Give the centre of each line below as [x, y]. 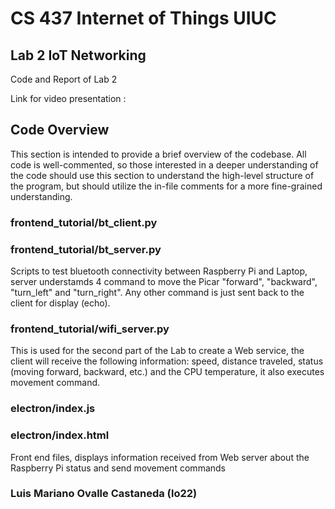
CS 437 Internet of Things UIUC [143, 18]
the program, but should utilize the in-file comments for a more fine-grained [166, 186]
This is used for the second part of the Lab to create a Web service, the [157, 351]
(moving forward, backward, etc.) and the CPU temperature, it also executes [167, 372]
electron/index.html [60, 435]
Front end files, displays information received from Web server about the [160, 457]
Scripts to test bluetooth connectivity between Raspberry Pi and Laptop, [159, 271]
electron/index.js [53, 409]
